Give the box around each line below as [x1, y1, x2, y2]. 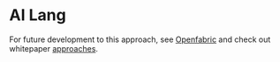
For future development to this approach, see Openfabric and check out [9, 34, 271, 45]
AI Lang [9, 5, 66, 25]
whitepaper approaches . [9, 43, 99, 53]
